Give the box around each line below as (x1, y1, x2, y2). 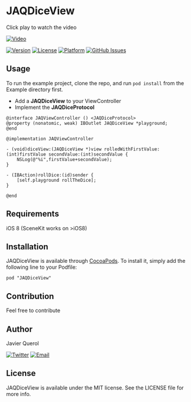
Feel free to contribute (6, 307, 61, 314)
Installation (6, 242, 48, 252)
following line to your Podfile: (6, 263, 77, 271)
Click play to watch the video (6, 24, 77, 31)
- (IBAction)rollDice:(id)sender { (6, 172, 94, 178)
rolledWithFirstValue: (103, 146, 160, 152)
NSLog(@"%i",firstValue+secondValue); (17, 156, 112, 162)
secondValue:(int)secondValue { (48, 151, 128, 157)
